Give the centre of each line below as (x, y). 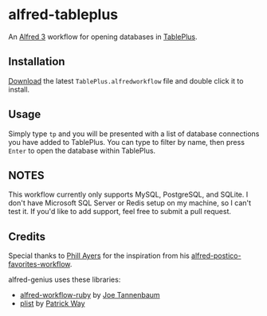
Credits (27, 236)
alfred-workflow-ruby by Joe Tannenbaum (90, 295)
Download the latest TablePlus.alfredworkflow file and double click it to (126, 80)
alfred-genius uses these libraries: (65, 279)
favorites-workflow (39, 264)
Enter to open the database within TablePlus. (82, 150)
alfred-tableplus (63, 15)
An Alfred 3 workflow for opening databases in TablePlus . (103, 37)
